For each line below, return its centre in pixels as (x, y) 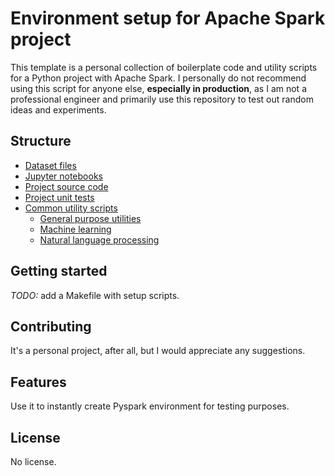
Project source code (66, 186)
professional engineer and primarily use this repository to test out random (162, 99)
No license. (33, 461)
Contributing (51, 326)
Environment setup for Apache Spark (168, 18)
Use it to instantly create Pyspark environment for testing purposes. (150, 406)
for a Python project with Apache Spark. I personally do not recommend (158, 78)
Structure (41, 141)
